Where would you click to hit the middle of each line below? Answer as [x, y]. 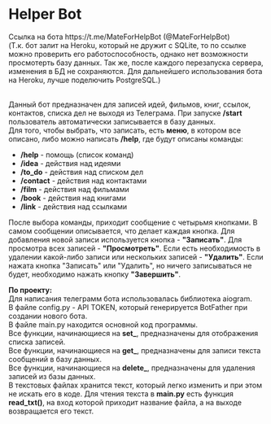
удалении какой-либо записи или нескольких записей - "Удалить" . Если [136, 256]
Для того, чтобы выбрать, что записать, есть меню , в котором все [125, 130]
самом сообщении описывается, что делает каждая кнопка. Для [122, 231]
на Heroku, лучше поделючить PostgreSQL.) [85, 80]
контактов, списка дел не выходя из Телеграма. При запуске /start [125, 113]
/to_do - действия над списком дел [82, 172]
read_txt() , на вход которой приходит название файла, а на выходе [125, 402]
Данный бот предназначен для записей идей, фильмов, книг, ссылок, [130, 104]
